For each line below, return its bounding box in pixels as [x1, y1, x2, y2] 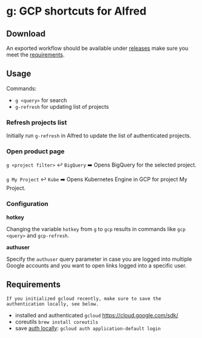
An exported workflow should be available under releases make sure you [6, 44, 189, 52]
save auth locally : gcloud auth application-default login [15, 324, 161, 332]
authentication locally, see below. [6, 301, 99, 307]
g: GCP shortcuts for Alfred [6, 4, 147, 18]
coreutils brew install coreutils [15, 318, 98, 325]
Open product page [6, 147, 65, 156]
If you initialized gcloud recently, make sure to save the [6, 295, 162, 302]
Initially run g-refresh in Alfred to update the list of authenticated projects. [6, 132, 192, 139]
